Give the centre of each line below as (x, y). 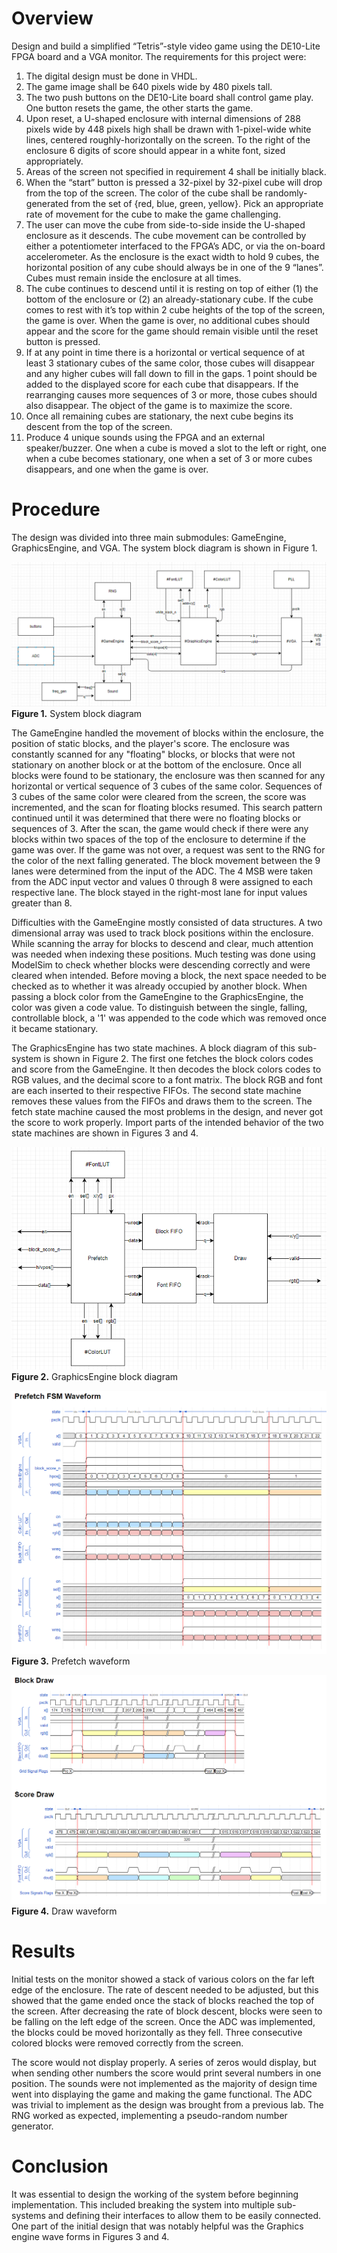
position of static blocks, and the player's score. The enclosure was (150, 744)
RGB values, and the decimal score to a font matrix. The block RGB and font (167, 1080)
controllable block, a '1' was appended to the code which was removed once (169, 1018)
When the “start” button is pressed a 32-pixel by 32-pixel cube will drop (174, 182)
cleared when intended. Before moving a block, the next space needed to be (169, 976)
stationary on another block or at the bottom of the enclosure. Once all (156, 765)
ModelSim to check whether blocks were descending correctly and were (161, 965)
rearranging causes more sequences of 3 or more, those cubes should (171, 394)
